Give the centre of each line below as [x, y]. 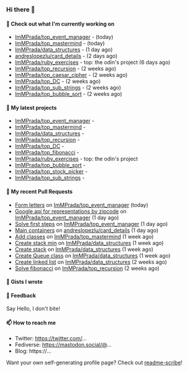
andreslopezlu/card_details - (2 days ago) [66, 56]
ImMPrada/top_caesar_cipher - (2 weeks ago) [71, 75]
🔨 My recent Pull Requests [39, 191]
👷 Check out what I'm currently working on [60, 24]
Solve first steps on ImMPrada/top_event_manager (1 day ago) [91, 224]
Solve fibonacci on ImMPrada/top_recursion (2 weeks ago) [87, 268]
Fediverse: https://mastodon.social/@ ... [63, 345]
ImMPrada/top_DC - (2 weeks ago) [58, 81]
